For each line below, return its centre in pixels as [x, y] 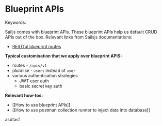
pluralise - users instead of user [44, 70]
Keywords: [16, 22]
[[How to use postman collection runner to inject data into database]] [81, 110]
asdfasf [13, 119]
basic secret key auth [41, 86]
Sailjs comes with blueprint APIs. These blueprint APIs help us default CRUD [81, 32]
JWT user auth [34, 81]
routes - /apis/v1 [29, 65]
